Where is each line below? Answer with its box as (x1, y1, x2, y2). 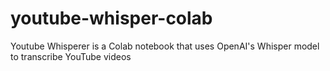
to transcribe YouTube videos (10, 50, 132, 62)
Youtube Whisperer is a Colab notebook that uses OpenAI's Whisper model (10, 40, 320, 52)
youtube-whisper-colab (10, 7, 213, 30)
